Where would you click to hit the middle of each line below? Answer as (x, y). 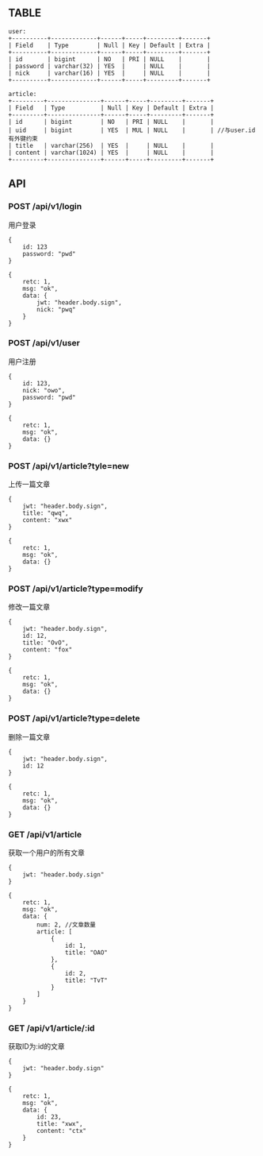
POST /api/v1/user (44, 343)
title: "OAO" (86, 953)
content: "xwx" (48, 520)
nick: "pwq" (57, 309)
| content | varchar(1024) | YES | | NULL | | (111, 153)
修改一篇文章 (29, 607)
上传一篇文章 (29, 485)
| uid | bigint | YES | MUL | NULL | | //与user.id (132, 130)
